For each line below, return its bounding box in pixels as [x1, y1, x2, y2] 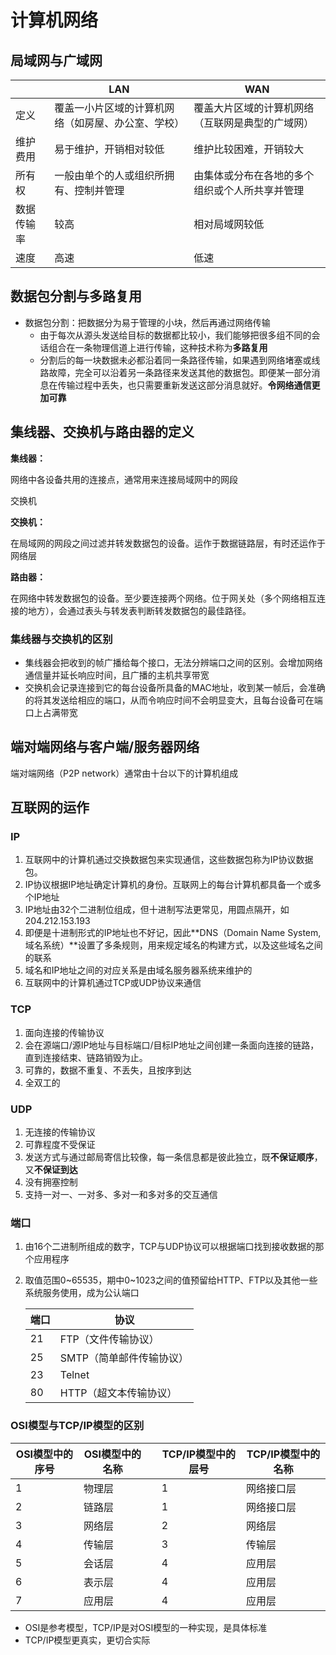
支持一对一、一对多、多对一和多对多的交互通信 [24, 1189, 218, 1201]
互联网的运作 [10, 799, 90, 816]
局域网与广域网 [10, 52, 103, 69]
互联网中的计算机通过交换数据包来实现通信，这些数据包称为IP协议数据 [24, 854, 314, 866]
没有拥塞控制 [24, 1176, 78, 1188]
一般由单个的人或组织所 [54, 169, 165, 182]
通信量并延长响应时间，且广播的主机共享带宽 [24, 669, 210, 681]
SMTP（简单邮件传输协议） [59, 1351, 190, 1365]
